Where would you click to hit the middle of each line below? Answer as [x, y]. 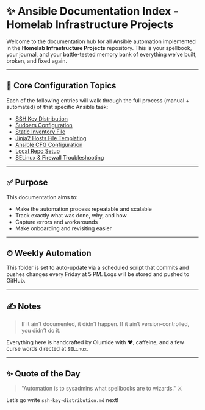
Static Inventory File [40, 132]
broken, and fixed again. [37, 61]
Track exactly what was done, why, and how [71, 215]
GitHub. [16, 281]
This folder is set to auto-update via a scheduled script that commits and [98, 268]
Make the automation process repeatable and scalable [84, 209]
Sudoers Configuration [44, 125]
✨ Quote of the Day [43, 374]
